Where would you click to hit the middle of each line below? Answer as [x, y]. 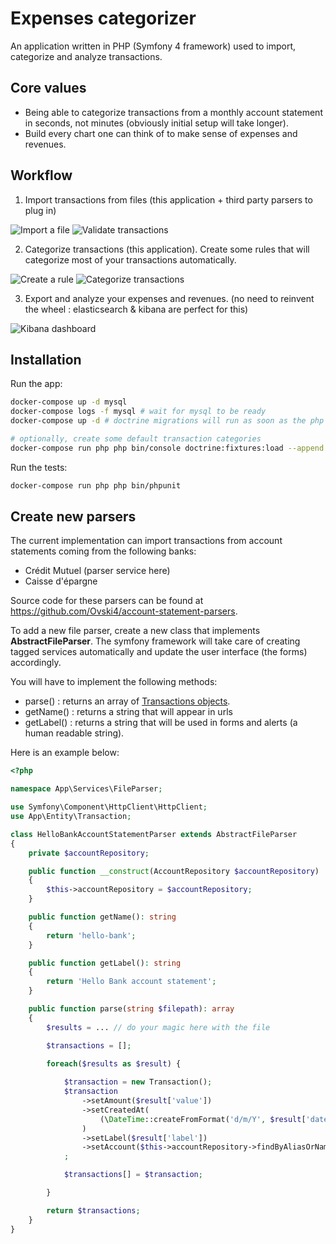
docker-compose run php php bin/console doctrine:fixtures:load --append [167, 448]
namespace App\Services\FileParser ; [86, 789]
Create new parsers [73, 517]
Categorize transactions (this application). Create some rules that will [167, 249]
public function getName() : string [102, 917]
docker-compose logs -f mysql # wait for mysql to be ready [138, 412]
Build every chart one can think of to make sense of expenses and [161, 133]
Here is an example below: [65, 753]
